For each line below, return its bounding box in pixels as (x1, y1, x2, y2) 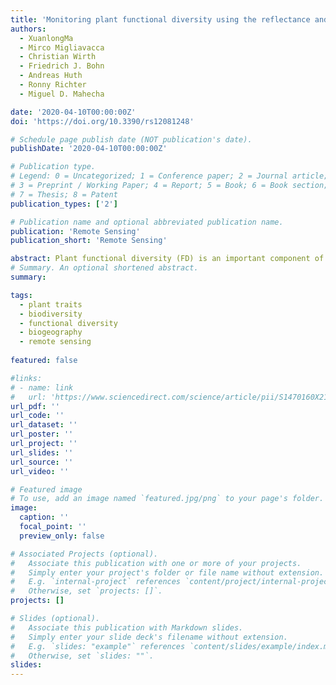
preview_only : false (19, 531, 105, 541)
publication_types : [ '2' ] (10, 199, 118, 209)
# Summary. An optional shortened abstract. (10, 263, 199, 273)
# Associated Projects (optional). (10, 549, 159, 559)
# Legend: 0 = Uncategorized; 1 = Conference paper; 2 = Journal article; (10, 171, 329, 181)
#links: (10, 373, 43, 383)
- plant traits (19, 299, 83, 310)
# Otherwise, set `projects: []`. (10, 586, 163, 596)
